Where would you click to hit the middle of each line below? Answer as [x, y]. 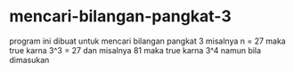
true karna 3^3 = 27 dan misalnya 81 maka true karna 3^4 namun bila [135, 50]
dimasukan [29, 60]
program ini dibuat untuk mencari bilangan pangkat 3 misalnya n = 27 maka [148, 41]
